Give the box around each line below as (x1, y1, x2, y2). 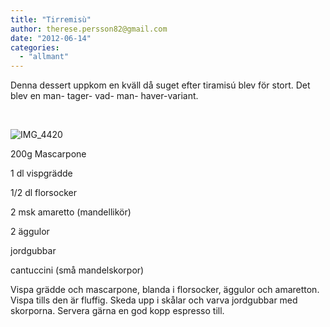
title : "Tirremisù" (10, 14, 92, 25)
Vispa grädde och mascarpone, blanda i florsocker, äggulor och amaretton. (10, 284, 320, 296)
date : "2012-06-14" (10, 33, 92, 43)
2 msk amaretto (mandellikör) (10, 206, 132, 218)
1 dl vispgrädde (10, 167, 73, 180)
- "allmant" (19, 52, 70, 62)
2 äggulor (10, 226, 50, 238)
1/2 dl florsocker (10, 187, 77, 199)
